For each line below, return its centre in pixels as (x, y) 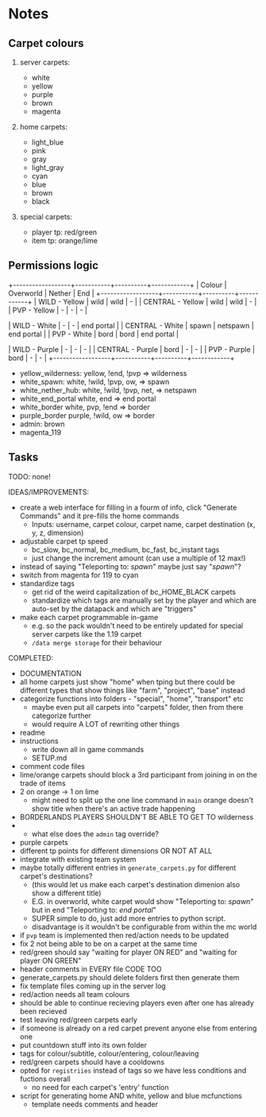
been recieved (43, 1011)
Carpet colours (46, 43)
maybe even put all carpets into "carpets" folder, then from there (137, 707)
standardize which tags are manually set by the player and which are (144, 600)
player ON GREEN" (50, 960)
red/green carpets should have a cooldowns (92, 1061)
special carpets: (46, 217)
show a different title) (66, 893)
